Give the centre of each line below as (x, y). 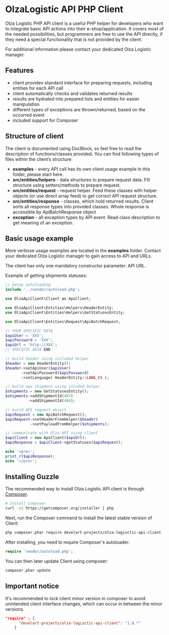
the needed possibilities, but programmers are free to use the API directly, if (84, 34)
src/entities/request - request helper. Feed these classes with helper (85, 190)
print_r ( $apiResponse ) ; (30, 456)
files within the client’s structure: (39, 159)
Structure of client (35, 136)
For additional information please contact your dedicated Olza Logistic (78, 49)
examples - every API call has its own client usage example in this (81, 169)
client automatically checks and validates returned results (72, 93)
